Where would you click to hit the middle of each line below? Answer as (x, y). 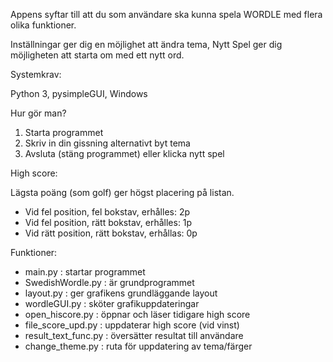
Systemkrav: (36, 74)
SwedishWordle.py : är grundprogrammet (109, 282)
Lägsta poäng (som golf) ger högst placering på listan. (122, 192)
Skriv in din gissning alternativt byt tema (107, 143)
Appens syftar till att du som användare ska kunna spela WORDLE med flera (166, 14)
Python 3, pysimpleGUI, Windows (79, 93)
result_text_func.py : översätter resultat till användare (134, 335)
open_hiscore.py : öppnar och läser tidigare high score (137, 314)
